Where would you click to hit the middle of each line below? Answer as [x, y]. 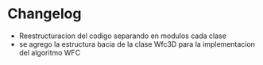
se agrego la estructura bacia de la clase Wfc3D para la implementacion [137, 44]
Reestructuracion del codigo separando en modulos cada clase [123, 36]
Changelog [44, 14]
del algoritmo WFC [50, 52]
